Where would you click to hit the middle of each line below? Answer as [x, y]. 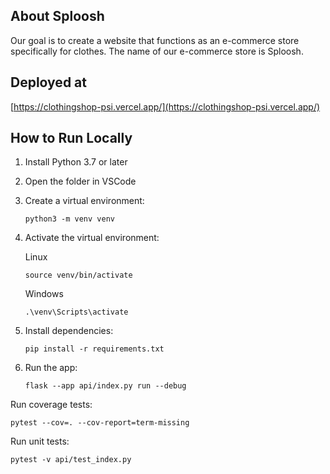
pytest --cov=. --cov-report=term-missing [100, 423]
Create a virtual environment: [84, 201]
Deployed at [48, 82]
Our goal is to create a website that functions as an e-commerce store [155, 40]
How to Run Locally [71, 138]
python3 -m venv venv [69, 219]
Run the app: [51, 368]
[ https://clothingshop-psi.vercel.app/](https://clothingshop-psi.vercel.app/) [165, 106]
